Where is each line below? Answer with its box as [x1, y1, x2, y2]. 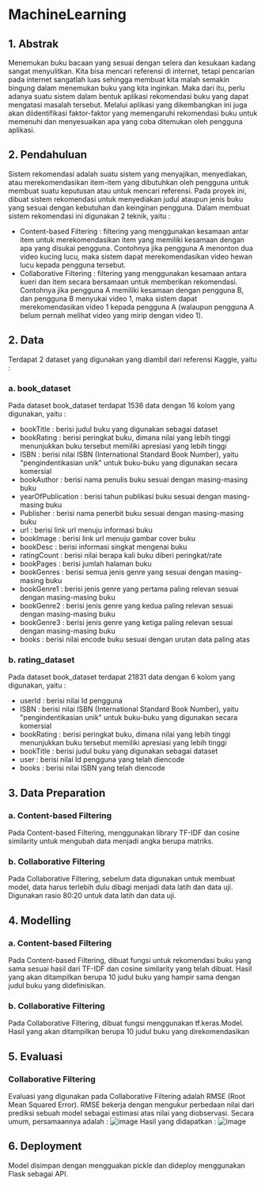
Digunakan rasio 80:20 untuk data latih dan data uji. [8, 891, 176, 900]
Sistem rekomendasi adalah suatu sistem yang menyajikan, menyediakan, [8, 169, 248, 179]
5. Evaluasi [8, 1050, 63, 1063]
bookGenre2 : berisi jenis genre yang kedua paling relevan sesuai [19, 601, 233, 610]
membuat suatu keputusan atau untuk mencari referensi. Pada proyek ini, [8, 186, 247, 195]
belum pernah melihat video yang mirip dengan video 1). [19, 310, 203, 320]
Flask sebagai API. [8, 1169, 69, 1178]
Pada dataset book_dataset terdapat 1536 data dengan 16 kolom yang [8, 400, 236, 410]
